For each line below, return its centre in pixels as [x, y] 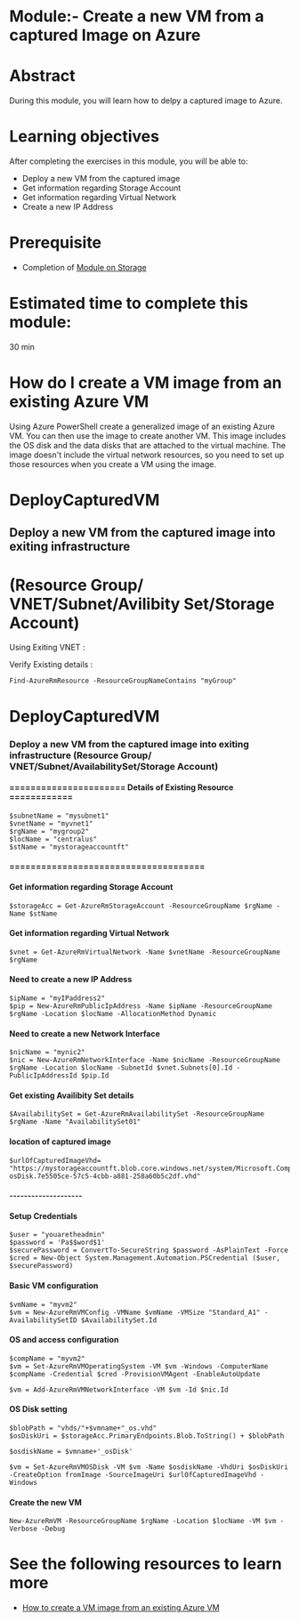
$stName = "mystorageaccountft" [69, 847]
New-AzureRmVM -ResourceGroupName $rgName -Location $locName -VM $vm [143, 1521]
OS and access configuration [64, 1340]
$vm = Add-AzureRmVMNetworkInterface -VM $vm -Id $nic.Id [119, 1390]
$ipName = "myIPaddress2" [57, 998]
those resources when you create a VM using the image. [113, 464]
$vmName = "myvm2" [43, 1304]
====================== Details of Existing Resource [121, 787]
